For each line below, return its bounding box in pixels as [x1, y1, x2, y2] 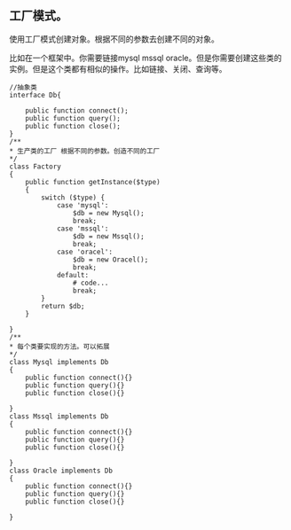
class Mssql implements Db [9, 411, 109, 421]
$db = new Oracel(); [72, 255, 149, 264]
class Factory [9, 162, 62, 171]
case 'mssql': [56, 224, 109, 233]
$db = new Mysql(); [72, 208, 145, 217]
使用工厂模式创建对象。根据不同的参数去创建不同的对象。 [9, 34, 219, 44]
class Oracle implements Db [9, 466, 114, 475]
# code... [72, 278, 109, 287]
